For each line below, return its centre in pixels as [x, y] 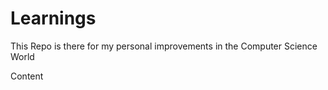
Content [27, 76]
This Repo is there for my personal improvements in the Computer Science [164, 46]
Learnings [53, 18]
